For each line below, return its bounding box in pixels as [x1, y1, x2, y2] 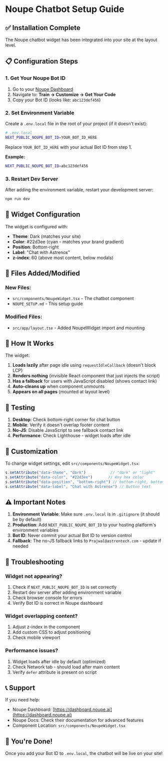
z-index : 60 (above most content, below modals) [12, 255, 113, 261]
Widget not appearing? [5, 573, 62, 580]
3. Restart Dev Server [5, 175, 58, 182]
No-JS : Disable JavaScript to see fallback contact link [12, 427, 123, 433]
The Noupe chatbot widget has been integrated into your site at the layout [5, 37, 157, 43]
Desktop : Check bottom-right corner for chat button [12, 417, 120, 423]
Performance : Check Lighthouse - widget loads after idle [12, 432, 131, 439]
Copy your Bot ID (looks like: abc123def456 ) [12, 97, 101, 103]
